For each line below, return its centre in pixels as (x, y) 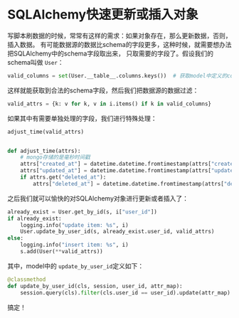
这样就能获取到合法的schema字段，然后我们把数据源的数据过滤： (103, 90)
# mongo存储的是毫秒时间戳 (55, 157)
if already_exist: (34, 218)
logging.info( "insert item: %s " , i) (75, 245)
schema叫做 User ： (36, 62)
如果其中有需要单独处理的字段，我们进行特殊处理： (82, 118)
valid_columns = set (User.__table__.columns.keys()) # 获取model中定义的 (117, 75)
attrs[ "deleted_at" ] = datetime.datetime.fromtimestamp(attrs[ (128, 184)
